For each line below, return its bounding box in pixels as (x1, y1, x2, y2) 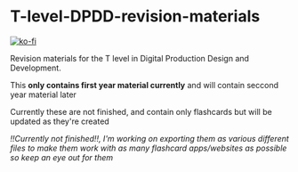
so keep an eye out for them (10, 152, 114, 162)
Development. (10, 62, 61, 73)
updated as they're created (10, 116, 109, 127)
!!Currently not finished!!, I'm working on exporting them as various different (10, 133, 290, 143)
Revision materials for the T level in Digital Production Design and (10, 53, 250, 63)
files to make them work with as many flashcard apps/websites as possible (10, 143, 287, 153)
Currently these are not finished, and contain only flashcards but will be (10, 106, 272, 117)
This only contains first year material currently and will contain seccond (10, 79, 279, 90)
